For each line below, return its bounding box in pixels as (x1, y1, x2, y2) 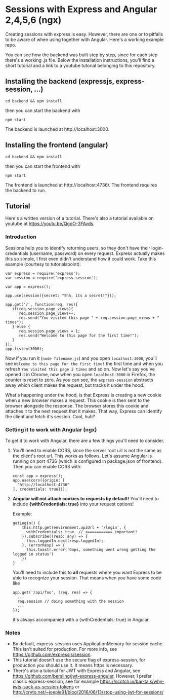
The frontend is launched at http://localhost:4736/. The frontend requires (5, 181, 157, 188)
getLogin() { (12, 521, 40, 526)
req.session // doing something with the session (17, 599, 124, 604)
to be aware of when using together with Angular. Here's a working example (5, 36, 164, 43)
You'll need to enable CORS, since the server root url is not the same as (12, 447, 162, 453)
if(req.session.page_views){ (12, 306, 73, 311)
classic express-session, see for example (12, 678, 99, 685)
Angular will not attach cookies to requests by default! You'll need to (12, 495, 159, 501)
